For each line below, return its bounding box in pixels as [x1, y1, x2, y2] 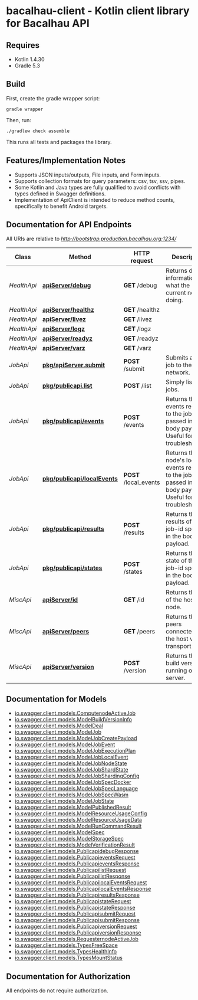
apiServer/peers [42, 628, 90, 636]
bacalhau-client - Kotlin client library [6, 4, 190, 18]
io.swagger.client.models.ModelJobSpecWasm [14, 791, 128, 798]
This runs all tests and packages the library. [6, 138, 112, 145]
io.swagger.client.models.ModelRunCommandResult [14, 822, 142, 830]
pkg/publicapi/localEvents [42, 475, 118, 483]
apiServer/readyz [42, 335, 93, 343]
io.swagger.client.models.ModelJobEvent [14, 741, 115, 748]
